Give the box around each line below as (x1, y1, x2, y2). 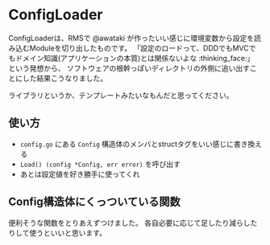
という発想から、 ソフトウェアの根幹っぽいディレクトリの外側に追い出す (8, 63, 250, 73)
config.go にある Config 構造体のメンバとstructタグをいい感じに (19, 139, 235, 149)
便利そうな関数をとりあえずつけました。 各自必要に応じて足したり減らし (8, 218, 251, 227)
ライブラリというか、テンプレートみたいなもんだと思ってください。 (8, 90, 234, 100)
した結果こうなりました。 (22, 73, 107, 83)
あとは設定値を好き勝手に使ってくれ (19, 169, 140, 178)
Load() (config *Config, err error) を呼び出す (19, 159, 181, 169)
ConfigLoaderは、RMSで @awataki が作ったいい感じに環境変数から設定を (8, 33, 255, 43)
